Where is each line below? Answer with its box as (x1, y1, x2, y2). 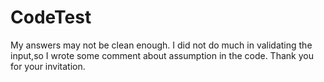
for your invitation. (10, 60, 86, 72)
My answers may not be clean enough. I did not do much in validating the (10, 39, 313, 51)
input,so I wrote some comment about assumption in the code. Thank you (10, 49, 314, 61)
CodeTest (10, 6, 92, 29)
